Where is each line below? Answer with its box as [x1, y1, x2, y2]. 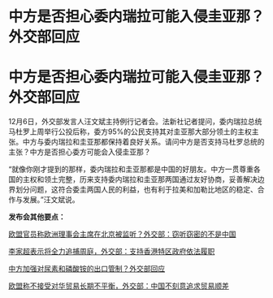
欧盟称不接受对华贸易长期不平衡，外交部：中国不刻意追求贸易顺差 [8, 281, 229, 291]
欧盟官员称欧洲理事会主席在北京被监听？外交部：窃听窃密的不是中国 [8, 229, 236, 240]
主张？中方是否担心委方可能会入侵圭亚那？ [8, 147, 151, 157]
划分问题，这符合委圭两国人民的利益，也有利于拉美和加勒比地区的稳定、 [15, 184, 258, 195]
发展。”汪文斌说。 [22, 195, 80, 205]
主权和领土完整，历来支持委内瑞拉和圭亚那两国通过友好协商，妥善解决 [22, 175, 258, 184]
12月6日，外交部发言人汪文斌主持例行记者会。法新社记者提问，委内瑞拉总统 [8, 117, 262, 127]
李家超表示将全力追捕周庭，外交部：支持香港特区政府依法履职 [8, 247, 215, 257]
